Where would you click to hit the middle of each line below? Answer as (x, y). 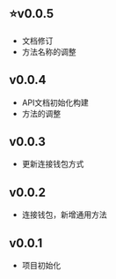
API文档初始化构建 (55, 102)
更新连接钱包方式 (53, 164)
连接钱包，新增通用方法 (64, 215)
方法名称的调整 (49, 51)
